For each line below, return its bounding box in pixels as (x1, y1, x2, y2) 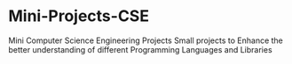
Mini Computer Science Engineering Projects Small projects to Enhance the (8, 35, 283, 46)
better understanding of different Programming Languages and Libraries (8, 44, 272, 54)
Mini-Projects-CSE (8, 6, 150, 26)
